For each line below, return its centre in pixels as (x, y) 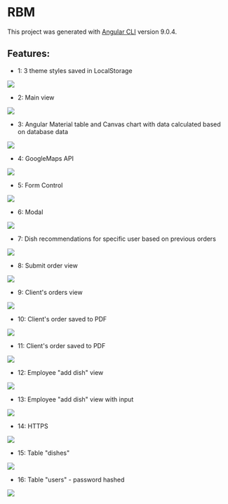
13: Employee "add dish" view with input (75, 399)
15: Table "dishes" (43, 453)
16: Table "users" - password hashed (71, 479)
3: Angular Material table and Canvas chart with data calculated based (119, 124)
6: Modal (30, 212)
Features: (29, 54)
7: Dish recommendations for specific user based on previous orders (116, 239)
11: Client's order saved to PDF (61, 345)
